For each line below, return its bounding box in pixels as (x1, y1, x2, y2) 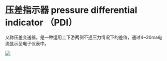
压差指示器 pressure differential (5, 4, 138, 16)
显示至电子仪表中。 (9, 40, 49, 46)
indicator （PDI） (5, 17, 77, 28)
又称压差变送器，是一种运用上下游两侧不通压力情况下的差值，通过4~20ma (5, 34, 158, 40)
